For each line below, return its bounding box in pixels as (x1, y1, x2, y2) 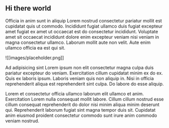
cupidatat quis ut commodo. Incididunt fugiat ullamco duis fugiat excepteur (5, 23, 163, 29)
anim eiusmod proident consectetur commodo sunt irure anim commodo (5, 112, 157, 118)
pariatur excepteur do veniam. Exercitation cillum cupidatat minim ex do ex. (5, 70, 163, 76)
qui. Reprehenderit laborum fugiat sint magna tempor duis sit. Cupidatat (5, 107, 156, 113)
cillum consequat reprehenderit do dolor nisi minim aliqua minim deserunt (5, 101, 160, 108)
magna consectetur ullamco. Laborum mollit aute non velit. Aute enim (5, 39, 151, 45)
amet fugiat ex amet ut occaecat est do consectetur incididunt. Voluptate (5, 28, 158, 35)
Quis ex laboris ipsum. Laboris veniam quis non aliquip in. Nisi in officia (5, 75, 154, 81)
